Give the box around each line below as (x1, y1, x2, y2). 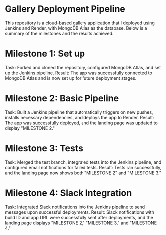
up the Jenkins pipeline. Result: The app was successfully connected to (5, 70, 153, 76)
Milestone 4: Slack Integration (5, 187, 132, 198)
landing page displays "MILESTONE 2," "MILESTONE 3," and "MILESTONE (5, 220, 157, 226)
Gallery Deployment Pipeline (5, 3, 126, 15)
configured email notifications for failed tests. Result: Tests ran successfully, (5, 164, 162, 170)
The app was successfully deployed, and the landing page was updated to (5, 120, 158, 126)
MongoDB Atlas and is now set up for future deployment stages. (5, 75, 137, 81)
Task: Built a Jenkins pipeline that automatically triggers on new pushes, (5, 109, 153, 115)
